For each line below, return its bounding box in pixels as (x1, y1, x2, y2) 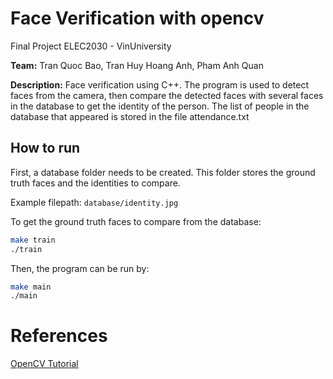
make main (10, 282, 52, 292)
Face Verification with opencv (10, 7, 265, 30)
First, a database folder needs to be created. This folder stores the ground (10, 166, 316, 178)
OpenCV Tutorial (10, 358, 79, 370)
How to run (10, 140, 81, 157)
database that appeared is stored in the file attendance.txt (10, 110, 250, 122)
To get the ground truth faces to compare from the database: (10, 215, 262, 227)
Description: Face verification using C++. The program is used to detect (10, 78, 309, 91)
